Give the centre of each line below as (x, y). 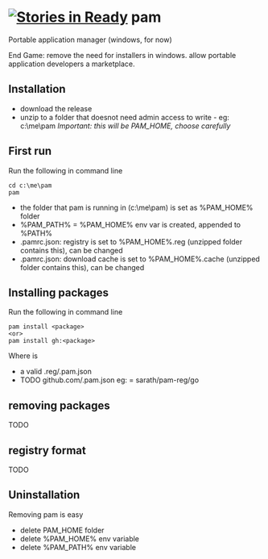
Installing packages (59, 292)
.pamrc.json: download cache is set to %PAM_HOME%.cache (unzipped (140, 259)
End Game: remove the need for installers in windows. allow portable (122, 55)
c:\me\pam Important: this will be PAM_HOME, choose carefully (125, 126)
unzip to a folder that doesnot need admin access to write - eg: (124, 117)
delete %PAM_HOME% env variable (79, 538)
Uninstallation (44, 495)
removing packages (59, 405)
